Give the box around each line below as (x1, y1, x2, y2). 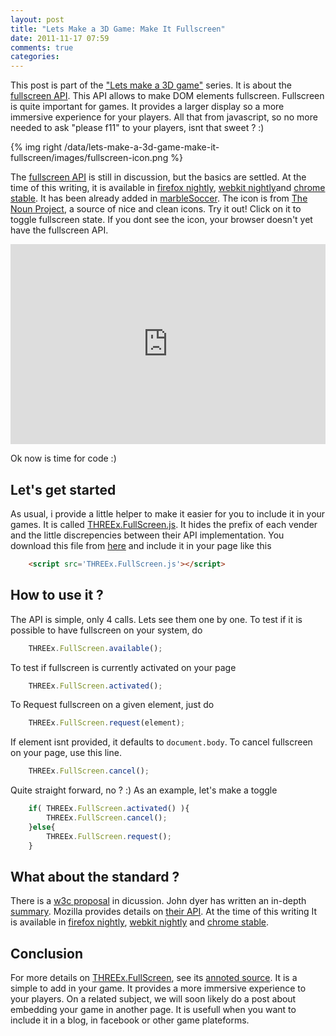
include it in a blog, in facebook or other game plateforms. (10, 1014, 250, 1026)
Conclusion (10, 945, 84, 962)
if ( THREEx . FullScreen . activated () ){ (28, 804, 190, 814)
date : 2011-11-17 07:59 (10, 33, 110, 43)
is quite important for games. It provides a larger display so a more (10, 101, 285, 113)
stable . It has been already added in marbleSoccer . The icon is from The (10, 192, 308, 205)
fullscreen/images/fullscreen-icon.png (10, 152, 169, 164)
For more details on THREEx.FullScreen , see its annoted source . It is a (10, 972, 298, 984)
